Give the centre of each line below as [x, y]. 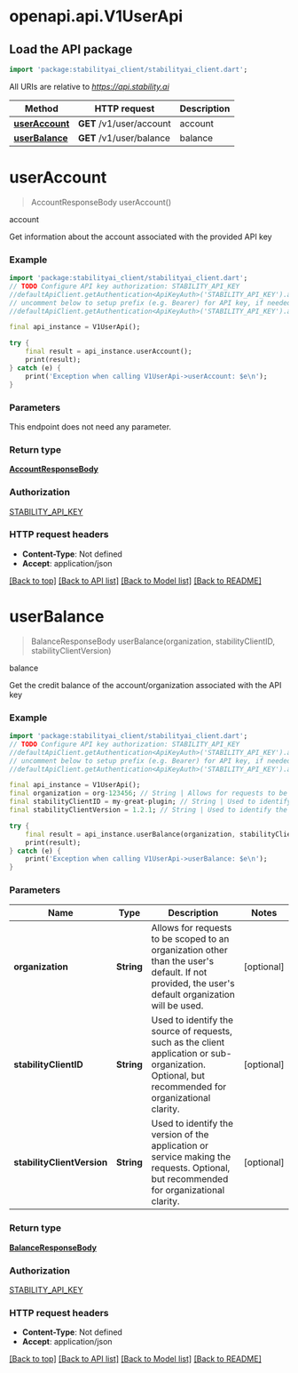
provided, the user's [193, 984]
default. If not [179, 973]
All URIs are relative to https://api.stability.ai [90, 86]
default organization [193, 995]
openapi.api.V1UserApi [96, 16]
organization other [189, 951]
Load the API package [71, 49]
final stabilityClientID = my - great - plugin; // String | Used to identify [150, 802]
